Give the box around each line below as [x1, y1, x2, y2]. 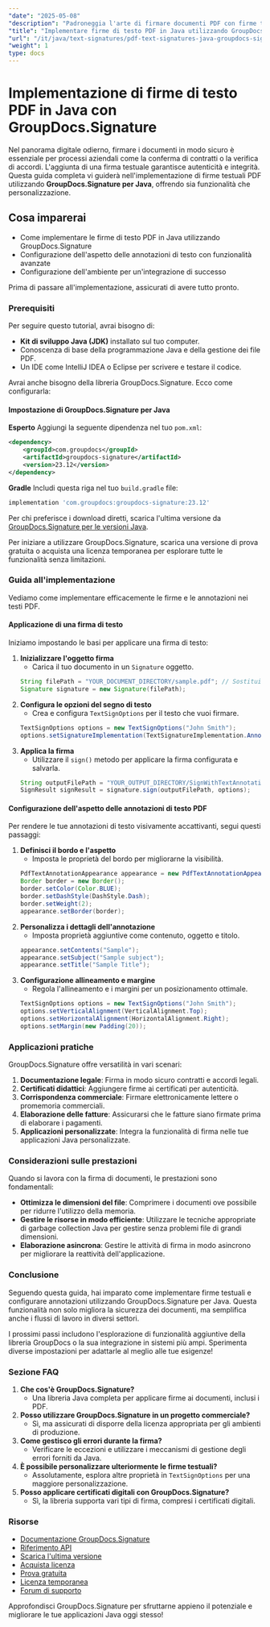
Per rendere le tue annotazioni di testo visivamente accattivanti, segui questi [8, 822, 261, 831]
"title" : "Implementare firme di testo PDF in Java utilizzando [8, 27, 228, 35]
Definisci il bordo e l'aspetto [19, 846, 117, 855]
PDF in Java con [8, 102, 117, 119]
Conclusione [8, 1269, 59, 1280]
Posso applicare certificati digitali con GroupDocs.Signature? [19, 1488, 230, 1497]
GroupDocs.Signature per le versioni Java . [8, 522, 149, 531]
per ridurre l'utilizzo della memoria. [19, 1206, 137, 1216]
